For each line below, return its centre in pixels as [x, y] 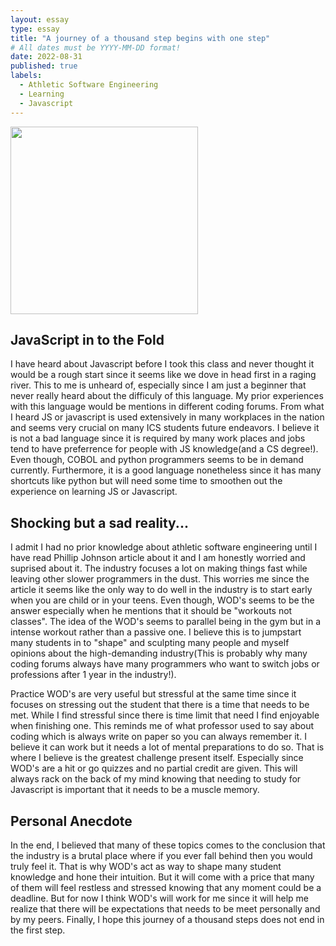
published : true [44, 66]
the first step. [38, 930]
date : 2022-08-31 [46, 57]
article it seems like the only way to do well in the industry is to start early [161, 590]
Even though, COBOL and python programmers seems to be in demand [157, 460]
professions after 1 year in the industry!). [93, 675]
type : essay [35, 29]
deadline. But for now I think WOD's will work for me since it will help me [159, 898]
